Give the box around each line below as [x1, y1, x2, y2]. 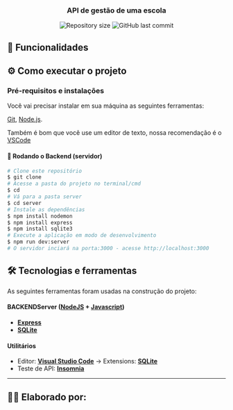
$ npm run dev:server [7, 238, 70, 245]
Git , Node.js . [7, 115, 43, 124]
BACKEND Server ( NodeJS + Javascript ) [7, 303, 125, 311]
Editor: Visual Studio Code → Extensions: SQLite [17, 357, 158, 366]
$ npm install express [7, 219, 73, 226]
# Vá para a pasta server [7, 193, 82, 200]
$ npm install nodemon [7, 213, 73, 220]
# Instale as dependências [7, 206, 85, 213]
